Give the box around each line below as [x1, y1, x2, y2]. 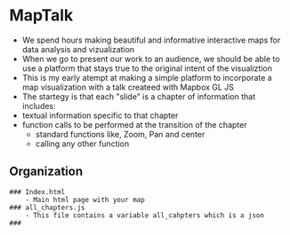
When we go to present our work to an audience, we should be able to [21, 53, 280, 64]
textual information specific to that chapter [21, 110, 179, 121]
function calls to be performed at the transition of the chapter [21, 119, 247, 129]
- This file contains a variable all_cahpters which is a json [25, 210, 265, 220]
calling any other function [35, 138, 130, 149]
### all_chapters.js [9, 203, 86, 212]
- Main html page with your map [25, 195, 145, 204]
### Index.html [9, 187, 66, 196]
